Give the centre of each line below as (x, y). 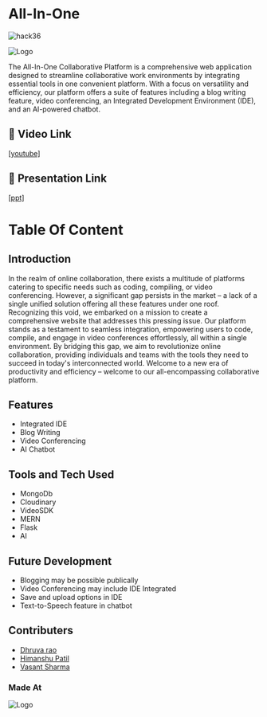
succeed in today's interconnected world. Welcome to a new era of (118, 362)
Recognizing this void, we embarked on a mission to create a (108, 312)
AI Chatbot (37, 449)
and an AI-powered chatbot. (55, 109)
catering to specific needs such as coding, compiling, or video (110, 287)
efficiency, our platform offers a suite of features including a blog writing (127, 92)
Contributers (41, 631)
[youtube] (24, 153)
